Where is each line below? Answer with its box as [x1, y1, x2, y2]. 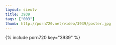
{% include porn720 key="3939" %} [5, 35, 80, 41]
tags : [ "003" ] [5, 16, 35, 21]
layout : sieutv [5, 7, 37, 12]
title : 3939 [5, 12, 30, 17]
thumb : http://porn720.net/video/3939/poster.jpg [5, 21, 111, 26]
